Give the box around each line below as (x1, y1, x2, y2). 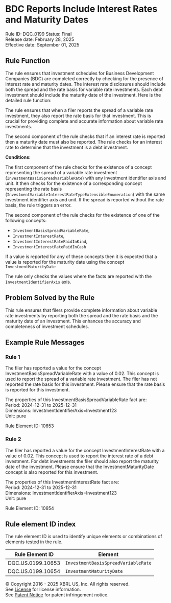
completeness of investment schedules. (5, 323, 89, 330)
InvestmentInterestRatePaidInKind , (12, 238, 88, 244)
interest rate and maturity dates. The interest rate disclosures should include (5, 81, 166, 87)
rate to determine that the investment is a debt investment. (5, 144, 129, 150)
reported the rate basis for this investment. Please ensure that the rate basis (5, 381, 165, 387)
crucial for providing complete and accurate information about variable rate (5, 118, 163, 124)
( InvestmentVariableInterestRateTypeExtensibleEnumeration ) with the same (5, 191, 165, 197)
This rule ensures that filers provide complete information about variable (5, 307, 157, 313)
